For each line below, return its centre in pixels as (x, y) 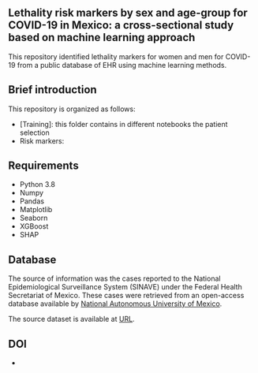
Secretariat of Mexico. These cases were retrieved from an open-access (126, 296)
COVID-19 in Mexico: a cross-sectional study (121, 26)
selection (34, 132)
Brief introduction (52, 90)
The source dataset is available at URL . (72, 319)
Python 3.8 (37, 185)
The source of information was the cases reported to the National (114, 278)
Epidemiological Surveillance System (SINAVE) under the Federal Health (125, 287)
